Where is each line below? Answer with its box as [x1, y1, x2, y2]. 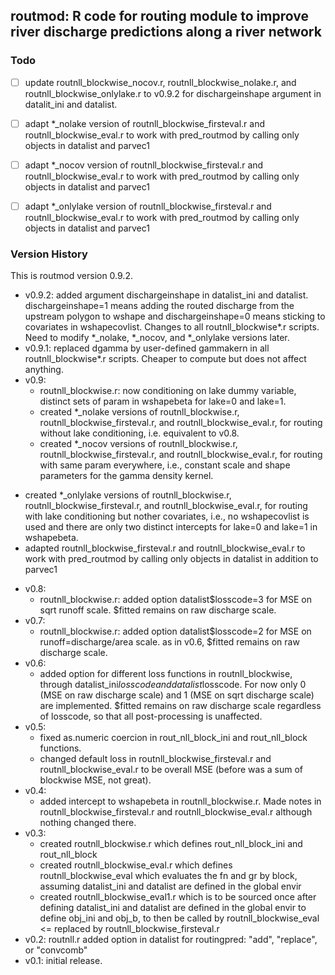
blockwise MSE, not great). [39, 774, 152, 786]
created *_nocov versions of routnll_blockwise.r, [39, 438, 238, 450]
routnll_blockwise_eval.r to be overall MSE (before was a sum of [39, 764, 303, 776]
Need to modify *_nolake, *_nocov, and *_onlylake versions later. [24, 332, 290, 344]
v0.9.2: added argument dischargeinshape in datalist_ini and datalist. [24, 289, 309, 301]
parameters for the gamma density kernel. [39, 470, 214, 482]
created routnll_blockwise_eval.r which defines [39, 859, 233, 871]
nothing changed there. [39, 817, 137, 829]
